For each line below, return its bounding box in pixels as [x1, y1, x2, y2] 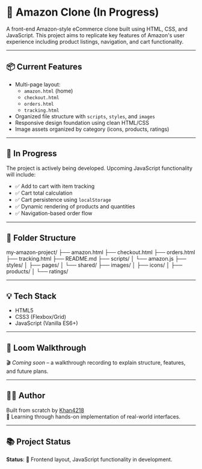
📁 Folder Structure [6, 232, 76, 243]
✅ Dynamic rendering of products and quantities [14, 202, 135, 210]
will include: [6, 171, 36, 178]
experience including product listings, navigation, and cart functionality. [6, 38, 184, 45]
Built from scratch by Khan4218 [6, 407, 84, 414]
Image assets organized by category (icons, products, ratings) [14, 126, 170, 133]
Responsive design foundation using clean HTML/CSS [14, 119, 149, 126]
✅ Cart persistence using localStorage [14, 196, 111, 203]
